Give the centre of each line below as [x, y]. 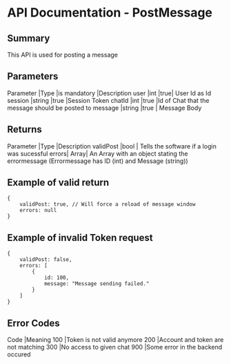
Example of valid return [58, 183]
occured [19, 354]
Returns [25, 130]
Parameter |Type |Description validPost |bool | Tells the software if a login [112, 146]
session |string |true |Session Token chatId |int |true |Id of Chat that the [108, 100]
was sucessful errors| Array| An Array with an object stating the [98, 153]
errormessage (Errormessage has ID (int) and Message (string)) [98, 161]
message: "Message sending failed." [97, 284]
